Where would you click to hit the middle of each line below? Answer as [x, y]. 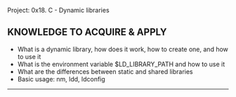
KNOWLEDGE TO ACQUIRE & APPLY [87, 32]
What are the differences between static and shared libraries [105, 71]
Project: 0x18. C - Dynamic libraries [59, 10]
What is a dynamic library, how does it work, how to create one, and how [123, 49]
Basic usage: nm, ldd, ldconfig [61, 79]
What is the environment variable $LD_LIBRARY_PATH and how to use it [121, 64]
